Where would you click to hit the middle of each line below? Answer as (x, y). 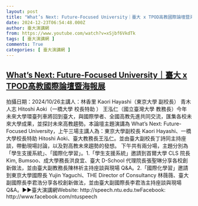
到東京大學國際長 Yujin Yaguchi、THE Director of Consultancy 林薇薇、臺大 (98, 175)
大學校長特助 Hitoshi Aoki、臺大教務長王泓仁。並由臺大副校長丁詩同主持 (94, 138)
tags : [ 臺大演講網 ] (30, 39)
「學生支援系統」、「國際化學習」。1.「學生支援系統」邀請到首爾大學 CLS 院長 (98, 153)
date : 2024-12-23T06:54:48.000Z (46, 22)
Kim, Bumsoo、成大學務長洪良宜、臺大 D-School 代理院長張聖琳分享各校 (94, 160)
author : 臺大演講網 (28, 28)
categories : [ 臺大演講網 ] (38, 50)
